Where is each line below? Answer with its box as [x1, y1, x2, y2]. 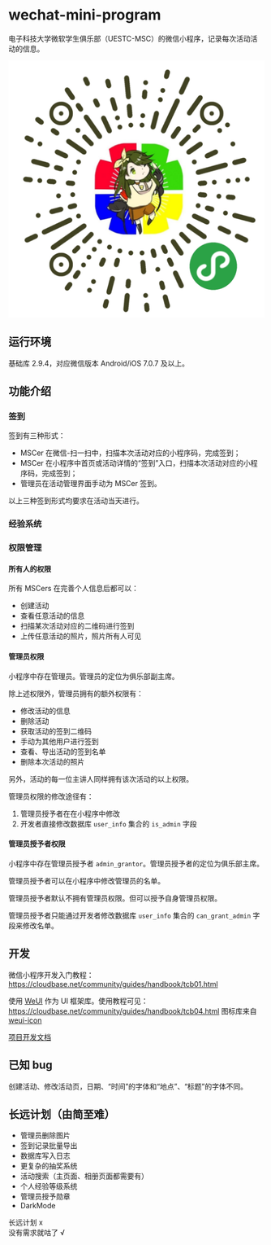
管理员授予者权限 [8, 839, 66, 848]
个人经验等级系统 [19, 1181, 78, 1191]
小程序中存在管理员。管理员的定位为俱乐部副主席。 [8, 671, 179, 681]
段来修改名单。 [8, 920, 58, 930]
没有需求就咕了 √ [8, 1228, 65, 1238]
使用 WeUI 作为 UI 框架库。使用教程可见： [8, 996, 148, 1006]
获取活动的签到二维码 [19, 726, 92, 736]
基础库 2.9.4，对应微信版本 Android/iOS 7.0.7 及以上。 [8, 358, 189, 368]
